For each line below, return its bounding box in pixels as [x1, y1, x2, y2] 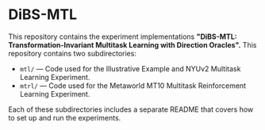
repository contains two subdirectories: [8, 48, 137, 58]
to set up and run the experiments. [8, 113, 121, 122]
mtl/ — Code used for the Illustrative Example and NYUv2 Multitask [19, 63, 241, 73]
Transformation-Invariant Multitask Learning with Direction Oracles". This [8, 40, 257, 49]
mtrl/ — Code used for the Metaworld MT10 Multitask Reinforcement [19, 81, 247, 90]
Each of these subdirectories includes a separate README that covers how [8, 105, 254, 114]
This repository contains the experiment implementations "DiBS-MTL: [8, 32, 238, 41]
